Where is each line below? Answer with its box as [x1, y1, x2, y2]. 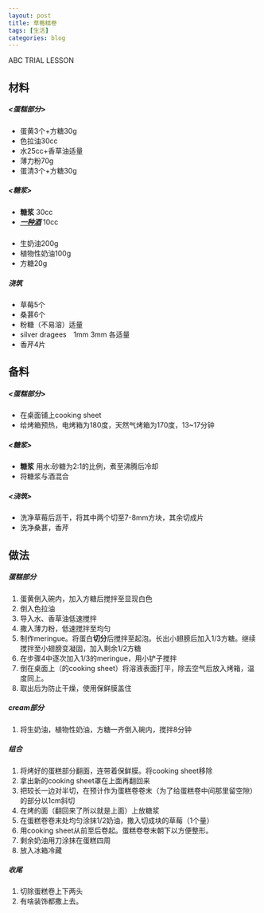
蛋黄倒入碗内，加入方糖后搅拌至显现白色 [19, 594, 153, 603]
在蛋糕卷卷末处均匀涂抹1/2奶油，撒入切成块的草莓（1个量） [19, 815, 214, 825]
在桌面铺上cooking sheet [19, 411, 102, 420]
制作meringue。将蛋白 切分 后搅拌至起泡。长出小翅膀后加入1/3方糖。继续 [19, 634, 256, 643]
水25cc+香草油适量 [19, 146, 83, 155]
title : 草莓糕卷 [8, 19, 57, 27]
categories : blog [8, 33, 66, 42]
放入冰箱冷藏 [19, 845, 62, 855]
